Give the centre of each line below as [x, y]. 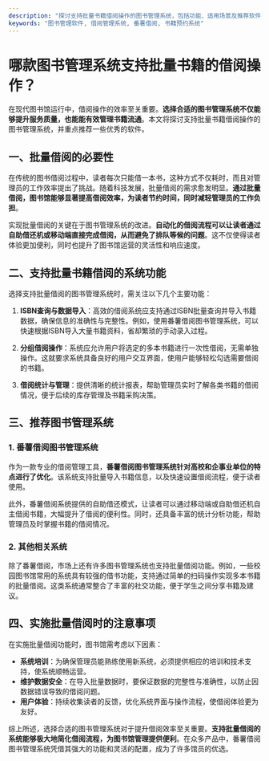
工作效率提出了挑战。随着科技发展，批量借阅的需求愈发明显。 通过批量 [145, 188]
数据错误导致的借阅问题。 [62, 691]
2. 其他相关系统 [38, 547]
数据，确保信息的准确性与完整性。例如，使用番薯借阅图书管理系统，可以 [139, 321]
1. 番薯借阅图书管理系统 [53, 448]
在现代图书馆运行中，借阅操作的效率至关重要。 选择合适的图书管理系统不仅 [131, 109]
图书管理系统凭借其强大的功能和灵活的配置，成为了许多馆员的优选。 [120, 748]
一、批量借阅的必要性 [61, 157]
